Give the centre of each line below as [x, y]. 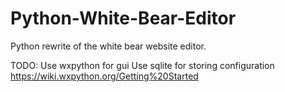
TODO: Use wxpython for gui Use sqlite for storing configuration [142, 65]
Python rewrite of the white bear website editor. [108, 46]
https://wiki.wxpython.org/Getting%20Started [104, 76]
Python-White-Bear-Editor [123, 18]
